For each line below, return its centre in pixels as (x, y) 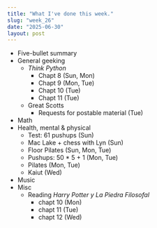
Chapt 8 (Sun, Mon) (67, 76)
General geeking (41, 61)
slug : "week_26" (31, 20)
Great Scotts (46, 105)
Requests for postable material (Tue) (91, 113)
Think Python (47, 68)
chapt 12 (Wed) (60, 217)
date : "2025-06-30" (36, 27)
